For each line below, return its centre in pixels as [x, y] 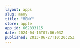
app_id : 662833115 [24, 28]
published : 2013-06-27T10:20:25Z [40, 38]
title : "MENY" [20, 19]
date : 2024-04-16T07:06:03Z [34, 33]
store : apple [19, 24]
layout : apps [19, 10]
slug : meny [16, 14]
